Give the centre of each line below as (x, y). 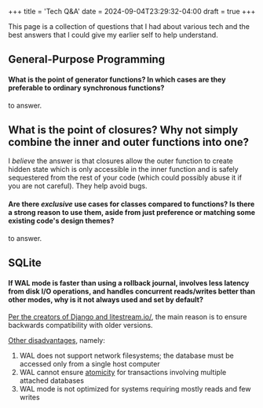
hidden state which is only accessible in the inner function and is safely (123, 169)
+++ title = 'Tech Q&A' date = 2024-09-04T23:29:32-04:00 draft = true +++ (132, 11)
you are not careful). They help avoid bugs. (78, 186)
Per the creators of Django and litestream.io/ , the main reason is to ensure (128, 317)
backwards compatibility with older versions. (80, 326)
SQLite (25, 263)
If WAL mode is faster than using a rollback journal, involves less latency (129, 282)
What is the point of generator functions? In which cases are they (117, 79)
